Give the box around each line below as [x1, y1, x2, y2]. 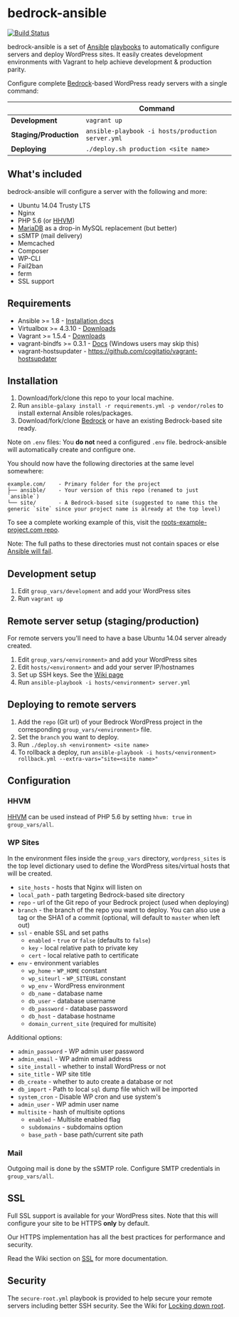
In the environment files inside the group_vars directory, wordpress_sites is [7, 854, 226, 862]
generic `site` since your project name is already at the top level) [7, 506, 221, 513]
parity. [7, 65, 26, 73]
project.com [7, 526, 43, 534]
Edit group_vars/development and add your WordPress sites [17, 587, 191, 595]
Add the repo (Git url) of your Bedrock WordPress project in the [17, 717, 203, 726]
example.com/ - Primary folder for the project [7, 481, 161, 488]
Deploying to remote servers [7, 699, 137, 711]
